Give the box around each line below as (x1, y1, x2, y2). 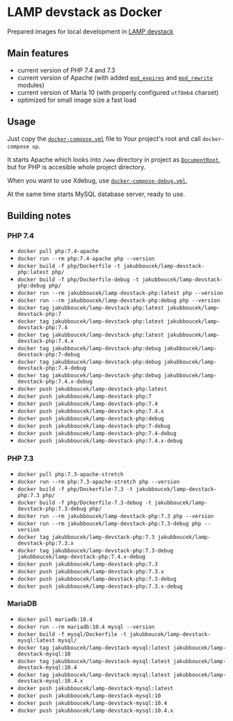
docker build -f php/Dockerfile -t (17, 263, 121, 270)
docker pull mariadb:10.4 (17, 616, 93, 623)
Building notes (7, 210, 72, 222)
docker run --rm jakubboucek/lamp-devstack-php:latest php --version (17, 290, 224, 297)
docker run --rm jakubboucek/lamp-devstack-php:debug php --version (17, 297, 220, 304)
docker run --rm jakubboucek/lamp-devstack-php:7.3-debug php (17, 520, 202, 527)
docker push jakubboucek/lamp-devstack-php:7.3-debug (17, 575, 177, 582)
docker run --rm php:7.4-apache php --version (17, 255, 155, 262)
